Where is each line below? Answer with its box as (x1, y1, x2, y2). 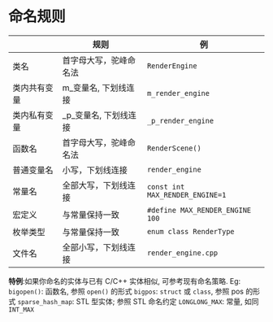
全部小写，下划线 (62, 241, 128, 253)
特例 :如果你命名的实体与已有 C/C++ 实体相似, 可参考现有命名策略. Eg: (8, 276, 241, 285)
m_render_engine (146, 89, 210, 98)
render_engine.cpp (146, 248, 219, 257)
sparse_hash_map (17, 298, 73, 306)
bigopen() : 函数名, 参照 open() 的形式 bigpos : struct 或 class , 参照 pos (8, 286, 244, 296)
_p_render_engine (146, 115, 214, 125)
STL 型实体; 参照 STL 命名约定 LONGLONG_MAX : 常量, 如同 (76, 296, 259, 306)
